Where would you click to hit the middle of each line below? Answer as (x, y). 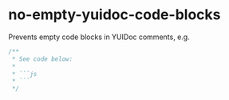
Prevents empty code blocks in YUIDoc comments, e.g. (99, 37)
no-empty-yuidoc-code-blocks (114, 15)
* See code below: (42, 59)
